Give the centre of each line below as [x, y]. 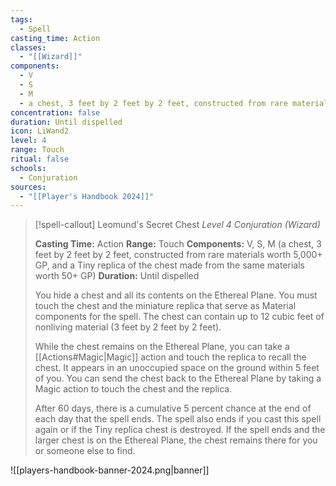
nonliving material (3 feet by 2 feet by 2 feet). [128, 327]
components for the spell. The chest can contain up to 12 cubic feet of [179, 317]
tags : [21, 19]
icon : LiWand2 [40, 131]
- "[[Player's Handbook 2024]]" [87, 196]
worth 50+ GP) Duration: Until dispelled [117, 276]
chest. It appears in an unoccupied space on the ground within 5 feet [177, 368]
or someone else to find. [85, 451]
